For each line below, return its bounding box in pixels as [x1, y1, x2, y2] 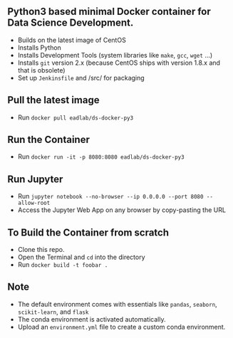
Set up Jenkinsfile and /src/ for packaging [17, 73, 145, 82]
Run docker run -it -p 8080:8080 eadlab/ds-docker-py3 [17, 152, 185, 161]
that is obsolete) [17, 65, 66, 74]
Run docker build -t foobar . [17, 260, 108, 269]
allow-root [17, 199, 51, 207]
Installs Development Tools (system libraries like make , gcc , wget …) [17, 51, 213, 59]
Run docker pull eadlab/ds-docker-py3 [17, 113, 134, 122]
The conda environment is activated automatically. [17, 315, 166, 323]
